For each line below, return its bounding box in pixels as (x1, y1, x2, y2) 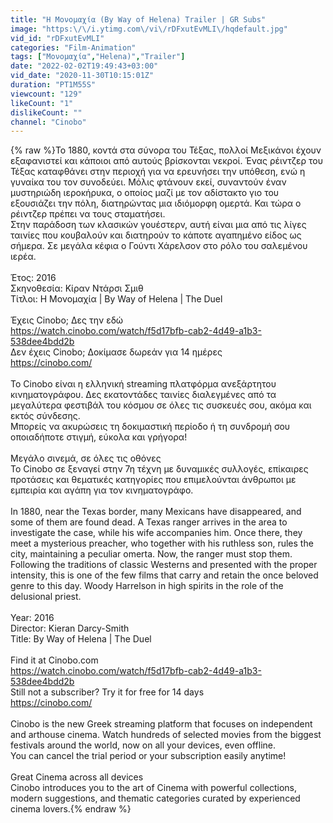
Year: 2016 (10, 612, 55, 624)
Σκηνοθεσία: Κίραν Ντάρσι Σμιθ (10, 282, 144, 295)
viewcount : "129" (10, 89, 83, 99)
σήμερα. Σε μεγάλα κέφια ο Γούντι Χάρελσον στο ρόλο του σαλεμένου (10, 240, 308, 252)
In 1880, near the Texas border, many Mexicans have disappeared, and (10, 506, 302, 518)
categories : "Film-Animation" (10, 42, 137, 53)
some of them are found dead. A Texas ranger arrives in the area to (10, 516, 288, 528)
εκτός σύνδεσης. (10, 410, 81, 422)
